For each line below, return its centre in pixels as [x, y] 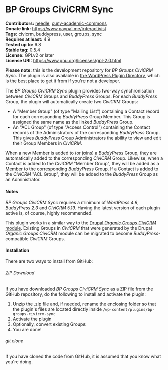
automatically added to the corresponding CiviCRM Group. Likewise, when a [84, 158]
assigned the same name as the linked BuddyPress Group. [73, 122]
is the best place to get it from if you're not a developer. [63, 81]
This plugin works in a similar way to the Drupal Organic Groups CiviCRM [81, 223]
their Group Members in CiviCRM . [47, 143]
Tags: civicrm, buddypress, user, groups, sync [54, 34]
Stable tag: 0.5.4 [23, 50]
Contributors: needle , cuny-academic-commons [56, 23]
